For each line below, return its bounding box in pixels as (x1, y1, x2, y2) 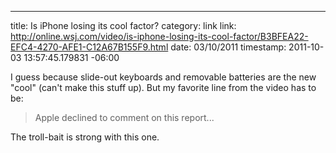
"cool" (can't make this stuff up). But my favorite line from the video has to (10, 82, 317, 93)
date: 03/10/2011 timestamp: (170, 41, 287, 53)
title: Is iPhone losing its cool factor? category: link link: (10, 20, 237, 31)
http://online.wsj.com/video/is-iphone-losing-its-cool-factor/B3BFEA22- (10, 31, 309, 42)
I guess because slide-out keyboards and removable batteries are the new (10, 71, 317, 83)
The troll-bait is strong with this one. (10, 131, 160, 143)
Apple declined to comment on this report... (34, 112, 215, 123)
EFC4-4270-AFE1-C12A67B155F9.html (10, 41, 169, 53)
